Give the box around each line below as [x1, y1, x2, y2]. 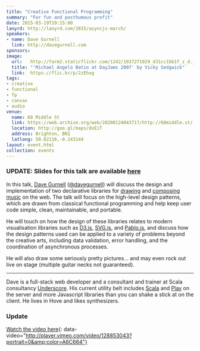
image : [6, 53, 23, 59]
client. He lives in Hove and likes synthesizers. [6, 297, 120, 304]
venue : [6, 109, 23, 115]
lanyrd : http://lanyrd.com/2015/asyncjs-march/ [6, 25, 127, 32]
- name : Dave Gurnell [6, 36, 60, 42]
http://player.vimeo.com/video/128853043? [26, 332, 132, 339]
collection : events [6, 147, 55, 153]
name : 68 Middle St [11, 114, 60, 120]
